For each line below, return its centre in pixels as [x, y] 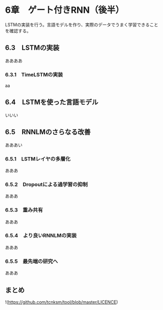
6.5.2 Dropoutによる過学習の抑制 [46, 184]
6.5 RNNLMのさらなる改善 [48, 132]
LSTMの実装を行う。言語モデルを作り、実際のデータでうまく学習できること [82, 25]
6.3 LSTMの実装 [32, 48]
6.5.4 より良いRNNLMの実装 [41, 236]
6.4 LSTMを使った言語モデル [52, 102]
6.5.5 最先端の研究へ [31, 261]
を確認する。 [18, 31]
